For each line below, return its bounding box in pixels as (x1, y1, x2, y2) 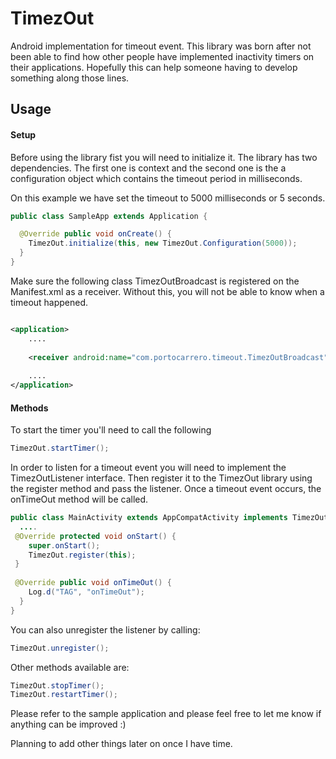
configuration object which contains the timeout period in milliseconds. (10, 172, 303, 184)
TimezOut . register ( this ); (28, 550, 137, 560)
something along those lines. (10, 72, 130, 84)
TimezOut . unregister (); (10, 643, 110, 653)
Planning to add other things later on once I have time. (10, 738, 233, 750)
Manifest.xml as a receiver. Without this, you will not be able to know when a (10, 285, 325, 297)
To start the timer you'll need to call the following (10, 424, 212, 436)
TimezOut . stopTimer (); (10, 680, 105, 691)
